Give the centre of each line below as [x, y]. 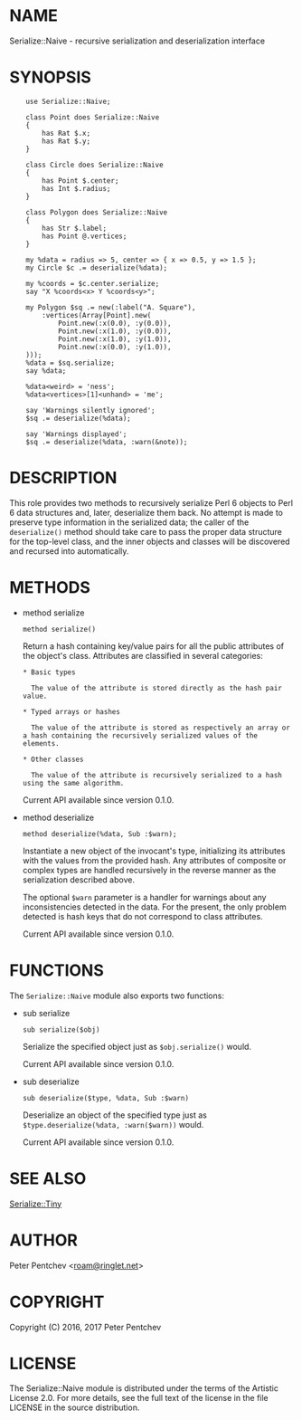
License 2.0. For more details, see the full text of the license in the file [139, 1398]
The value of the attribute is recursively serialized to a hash [156, 775]
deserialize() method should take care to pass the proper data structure [146, 531]
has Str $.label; [74, 228]
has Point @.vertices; [85, 236]
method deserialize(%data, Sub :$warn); [99, 834]
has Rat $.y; [66, 141]
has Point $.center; [80, 181]
